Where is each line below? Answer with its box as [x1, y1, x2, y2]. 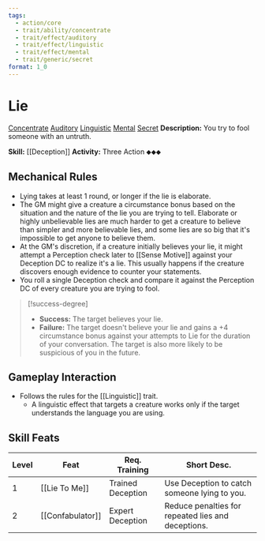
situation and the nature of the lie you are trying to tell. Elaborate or [19, 208, 238, 217]
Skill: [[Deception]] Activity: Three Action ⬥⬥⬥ [8, 147, 162, 156]
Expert [109, 505, 134, 517]
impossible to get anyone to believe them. [19, 233, 156, 242]
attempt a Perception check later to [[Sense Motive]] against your [19, 250, 233, 259]
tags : [8, 11, 26, 20]
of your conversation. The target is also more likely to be [39, 339, 223, 348]
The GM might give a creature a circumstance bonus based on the [19, 199, 236, 209]
